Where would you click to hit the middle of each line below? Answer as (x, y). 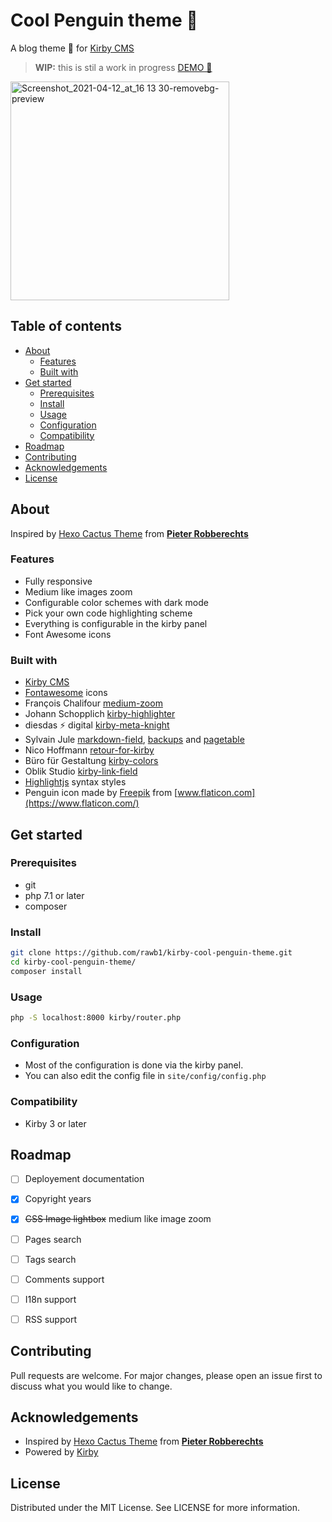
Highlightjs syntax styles (75, 782)
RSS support (50, 1319)
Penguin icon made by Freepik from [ (101, 793)
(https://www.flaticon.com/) (82, 803)
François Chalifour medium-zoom (93, 703)
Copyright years (58, 1199)
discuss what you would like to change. (91, 1386)
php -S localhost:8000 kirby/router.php (96, 1018)
